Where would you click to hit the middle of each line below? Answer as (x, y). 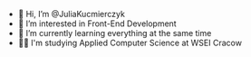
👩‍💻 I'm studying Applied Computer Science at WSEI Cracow (130, 43)
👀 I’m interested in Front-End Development (97, 24)
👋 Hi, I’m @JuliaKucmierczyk (71, 14)
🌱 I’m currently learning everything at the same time (115, 33)
